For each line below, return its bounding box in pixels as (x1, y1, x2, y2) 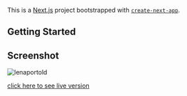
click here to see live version (7, 81, 90, 90)
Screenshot (7, 49, 60, 61)
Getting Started (7, 26, 76, 38)
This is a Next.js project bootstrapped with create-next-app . (7, 6, 181, 14)
